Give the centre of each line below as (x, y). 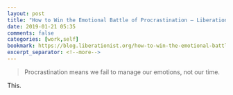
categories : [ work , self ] (43, 40)
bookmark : (21, 46)
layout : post (26, 14)
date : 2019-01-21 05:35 (42, 26)
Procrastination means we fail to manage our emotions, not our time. (122, 72)
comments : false (31, 33)
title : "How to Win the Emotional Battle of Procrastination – (101, 20)
